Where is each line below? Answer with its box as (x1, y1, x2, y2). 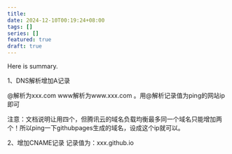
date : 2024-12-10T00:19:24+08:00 (7, 17, 105, 24)
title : (7, 10, 27, 17)
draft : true (7, 43, 42, 50)
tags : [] (7, 23, 33, 30)
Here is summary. (7, 62, 58, 70)
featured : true (7, 36, 52, 43)
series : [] (7, 29, 39, 37)
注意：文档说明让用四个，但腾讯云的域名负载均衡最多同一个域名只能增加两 (7, 115, 222, 123)
